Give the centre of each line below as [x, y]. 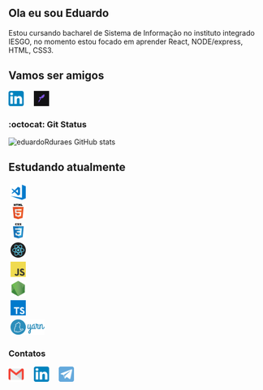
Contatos [27, 354]
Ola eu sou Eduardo [59, 13]
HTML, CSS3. [31, 50]
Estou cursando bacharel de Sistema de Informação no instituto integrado [132, 32]
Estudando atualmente [67, 167]
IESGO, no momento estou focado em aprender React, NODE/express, [126, 41]
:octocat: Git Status [47, 124]
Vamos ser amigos [56, 76]
